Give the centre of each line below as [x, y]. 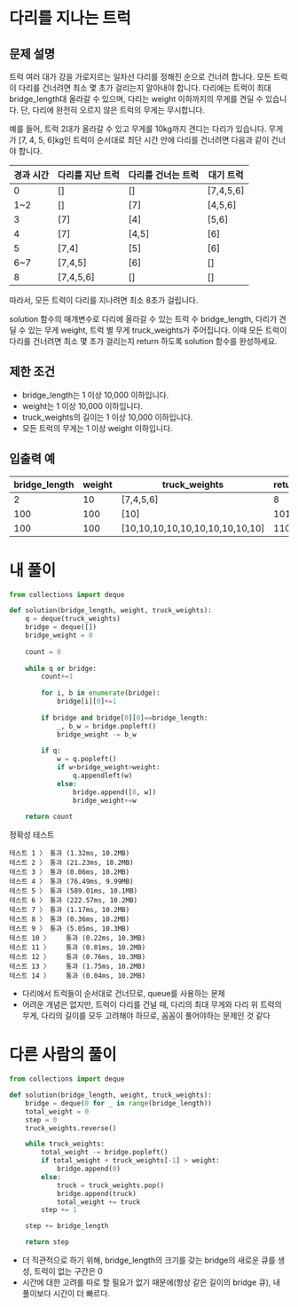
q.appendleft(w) [102, 776]
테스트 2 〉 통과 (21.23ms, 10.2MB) [72, 863]
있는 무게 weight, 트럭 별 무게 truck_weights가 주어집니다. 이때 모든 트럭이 [157, 330]
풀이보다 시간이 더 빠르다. [66, 1293]
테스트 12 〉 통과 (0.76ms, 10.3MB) [78, 957]
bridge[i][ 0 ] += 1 [86, 702]
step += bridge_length [67, 1226]
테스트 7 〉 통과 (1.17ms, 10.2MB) [70, 910]
